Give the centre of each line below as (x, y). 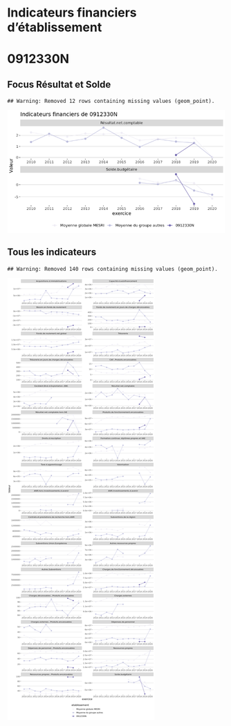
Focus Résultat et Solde (59, 84)
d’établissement (55, 27)
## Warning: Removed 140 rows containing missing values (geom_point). (112, 269)
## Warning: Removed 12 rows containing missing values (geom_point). (111, 102)
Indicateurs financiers (72, 13)
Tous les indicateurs (52, 252)
